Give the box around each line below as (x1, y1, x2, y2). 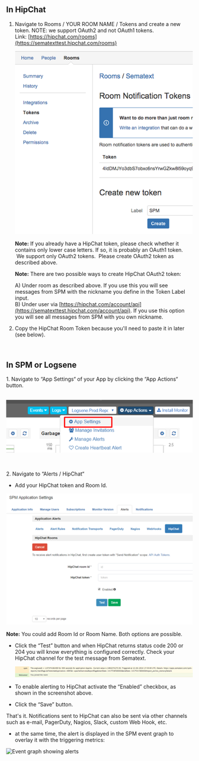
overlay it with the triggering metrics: (14, 736, 105, 743)
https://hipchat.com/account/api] (60, 301, 142, 308)
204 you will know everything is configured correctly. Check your (14, 648, 175, 655)
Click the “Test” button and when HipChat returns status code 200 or (14, 642, 184, 649)
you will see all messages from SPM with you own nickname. (14, 313, 163, 320)
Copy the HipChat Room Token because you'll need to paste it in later (14, 325, 185, 332)
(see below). (14, 331, 46, 338)
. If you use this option (130, 307, 185, 314)
